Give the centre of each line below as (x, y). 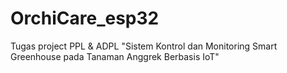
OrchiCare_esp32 (85, 18)
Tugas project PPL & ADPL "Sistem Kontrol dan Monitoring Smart (144, 46)
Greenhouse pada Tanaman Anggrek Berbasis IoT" (115, 56)
